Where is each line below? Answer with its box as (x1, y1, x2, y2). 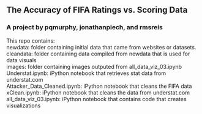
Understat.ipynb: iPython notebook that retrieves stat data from (6, 69, 166, 77)
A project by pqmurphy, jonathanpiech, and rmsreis (6, 23, 163, 32)
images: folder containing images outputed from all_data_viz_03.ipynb (6, 63, 182, 70)
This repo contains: (6, 37, 55, 45)
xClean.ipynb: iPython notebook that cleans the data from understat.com (6, 88, 190, 96)
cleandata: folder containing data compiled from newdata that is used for (6, 50, 190, 57)
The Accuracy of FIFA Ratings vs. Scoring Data (6, 5, 188, 15)
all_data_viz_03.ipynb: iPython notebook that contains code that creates (6, 95, 187, 102)
